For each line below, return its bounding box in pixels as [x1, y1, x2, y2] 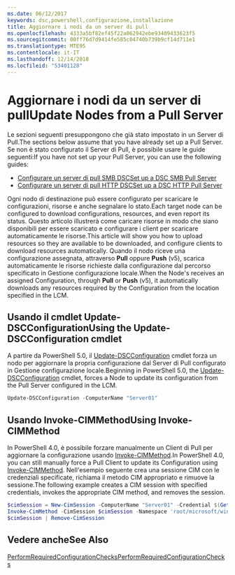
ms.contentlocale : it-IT [7, 50, 80, 57]
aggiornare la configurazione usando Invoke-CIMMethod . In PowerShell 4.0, [7, 451, 225, 460]
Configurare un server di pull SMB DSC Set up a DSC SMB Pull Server [17, 173, 217, 182]
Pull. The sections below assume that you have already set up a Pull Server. [7, 138, 223, 146]
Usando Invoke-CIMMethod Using [7, 414, 157, 426]
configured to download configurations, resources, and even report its [7, 209, 210, 217]
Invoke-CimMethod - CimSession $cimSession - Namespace [7, 508, 168, 515]
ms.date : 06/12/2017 [7, 10, 68, 17]
